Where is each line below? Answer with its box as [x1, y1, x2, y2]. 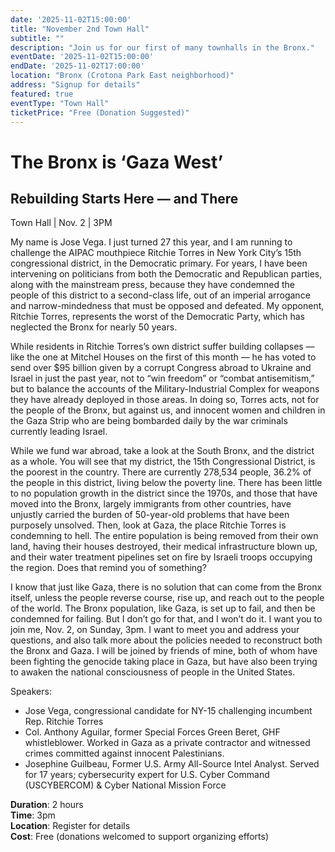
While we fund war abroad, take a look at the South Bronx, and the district [10, 445, 315, 457]
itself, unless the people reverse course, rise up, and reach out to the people [10, 592, 325, 604]
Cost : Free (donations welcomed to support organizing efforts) [10, 831, 269, 843]
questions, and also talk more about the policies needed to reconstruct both [10, 634, 323, 646]
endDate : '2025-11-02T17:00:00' [10, 61, 145, 71]
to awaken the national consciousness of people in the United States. [10, 666, 296, 678]
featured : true [10, 89, 74, 99]
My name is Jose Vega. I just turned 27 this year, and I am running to [10, 236, 293, 248]
